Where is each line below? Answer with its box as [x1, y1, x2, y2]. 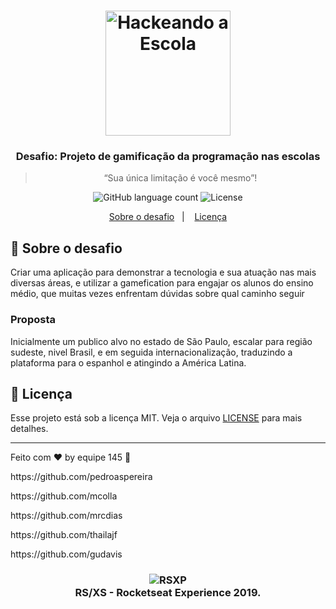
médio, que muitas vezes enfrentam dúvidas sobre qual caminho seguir [10, 288, 305, 300]
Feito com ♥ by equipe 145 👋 [10, 451, 132, 464]
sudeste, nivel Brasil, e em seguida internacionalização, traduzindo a [10, 346, 293, 358]
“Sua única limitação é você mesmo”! [103, 172, 258, 184]
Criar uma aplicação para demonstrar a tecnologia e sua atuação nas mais [10, 266, 317, 279]
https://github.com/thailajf [10, 529, 118, 541]
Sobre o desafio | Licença [108, 211, 228, 223]
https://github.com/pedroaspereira [10, 471, 153, 483]
